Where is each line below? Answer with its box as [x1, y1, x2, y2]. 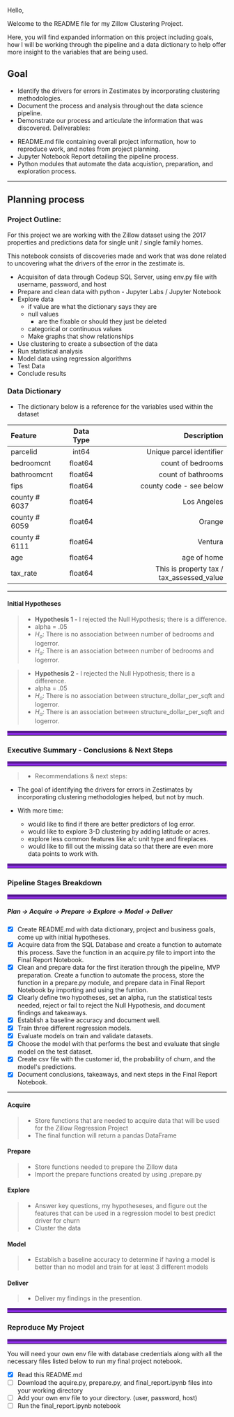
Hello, [7, 6, 24, 14]
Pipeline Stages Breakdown [7, 878, 102, 888]
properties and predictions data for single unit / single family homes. [7, 238, 203, 247]
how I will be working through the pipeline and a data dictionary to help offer [7, 41, 226, 48]
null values [27, 310, 59, 318]
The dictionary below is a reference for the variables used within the [17, 402, 214, 411]
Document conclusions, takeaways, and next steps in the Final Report [17, 1070, 218, 1079]
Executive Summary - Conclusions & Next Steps [7, 746, 173, 755]
